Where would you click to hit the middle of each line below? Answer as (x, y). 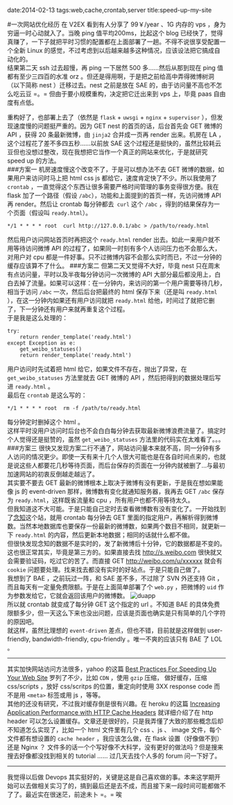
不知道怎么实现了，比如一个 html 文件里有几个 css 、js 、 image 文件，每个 (114, 730)
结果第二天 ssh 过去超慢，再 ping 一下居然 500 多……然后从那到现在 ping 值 (115, 68)
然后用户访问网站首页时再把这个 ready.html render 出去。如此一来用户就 (111, 240)
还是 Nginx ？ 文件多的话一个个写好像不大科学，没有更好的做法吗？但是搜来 (115, 747)
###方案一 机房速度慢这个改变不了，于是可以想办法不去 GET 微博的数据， (113, 169)
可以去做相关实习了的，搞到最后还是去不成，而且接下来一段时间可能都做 (116, 786)
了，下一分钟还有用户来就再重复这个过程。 (68, 309)
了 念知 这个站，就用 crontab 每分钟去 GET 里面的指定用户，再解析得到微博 (113, 517)
